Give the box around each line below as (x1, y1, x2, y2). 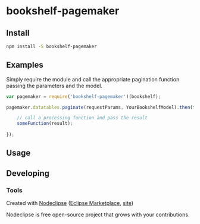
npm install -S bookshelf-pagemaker (6, 43, 97, 49)
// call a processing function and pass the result (17, 115, 148, 121)
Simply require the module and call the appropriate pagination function (6, 75, 180, 83)
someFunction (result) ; (17, 121, 73, 127)
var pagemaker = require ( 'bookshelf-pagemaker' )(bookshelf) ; (6, 93, 161, 99)
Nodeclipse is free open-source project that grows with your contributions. (6, 211, 190, 218)
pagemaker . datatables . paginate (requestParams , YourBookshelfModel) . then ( (6, 104, 193, 111)
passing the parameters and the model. (6, 82, 103, 89)
